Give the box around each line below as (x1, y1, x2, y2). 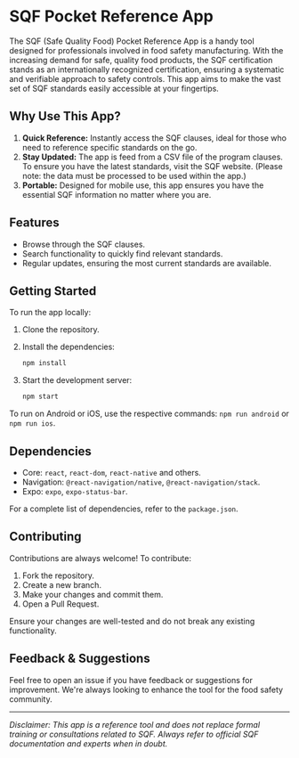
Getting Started (9, 283, 97, 298)
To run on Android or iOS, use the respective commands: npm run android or (9, 408, 289, 420)
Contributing (9, 529, 82, 544)
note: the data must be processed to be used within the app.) (21, 170, 246, 181)
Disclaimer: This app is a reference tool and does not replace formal (9, 719, 261, 729)
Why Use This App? (9, 109, 122, 124)
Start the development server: (21, 375, 133, 386)
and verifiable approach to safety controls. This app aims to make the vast (9, 73, 282, 84)
